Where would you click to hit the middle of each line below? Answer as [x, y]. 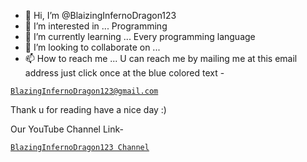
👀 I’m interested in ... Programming [96, 26]
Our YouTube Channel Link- [67, 129]
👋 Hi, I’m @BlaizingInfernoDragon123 [100, 15]
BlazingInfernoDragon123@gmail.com [84, 91]
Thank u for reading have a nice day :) [88, 109]
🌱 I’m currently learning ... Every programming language [140, 36]
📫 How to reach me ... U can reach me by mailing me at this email [161, 58]
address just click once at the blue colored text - [124, 73]
